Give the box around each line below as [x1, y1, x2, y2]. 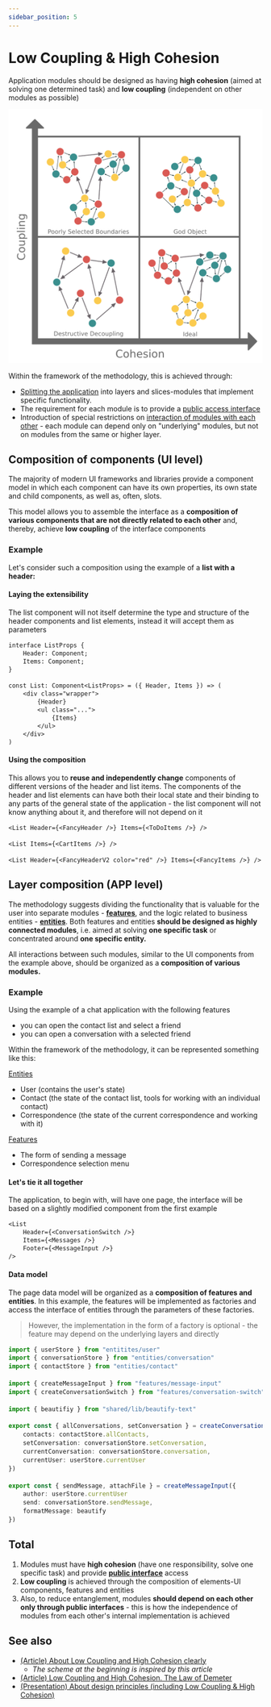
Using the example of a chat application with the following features [8, 1005, 231, 1015]
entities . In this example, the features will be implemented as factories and [8, 1296, 256, 1306]
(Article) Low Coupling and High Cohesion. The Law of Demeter [19, 1672, 232, 1682]
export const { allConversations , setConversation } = [8, 1422, 197, 1430]
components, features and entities [19, 1585, 135, 1595]
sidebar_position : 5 [8, 13, 78, 21]
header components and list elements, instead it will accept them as [8, 616, 235, 625]
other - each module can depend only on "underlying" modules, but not [19, 420, 259, 431]
